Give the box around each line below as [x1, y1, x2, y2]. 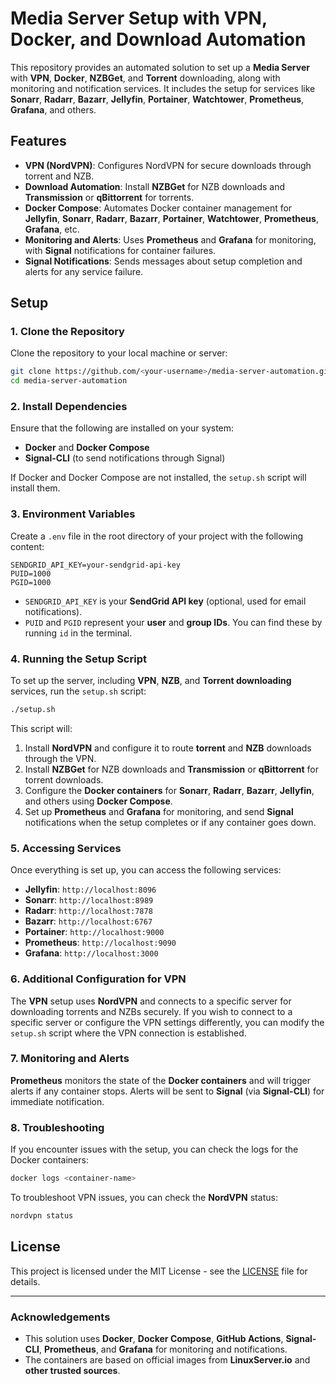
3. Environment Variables [10, 507, 136, 521]
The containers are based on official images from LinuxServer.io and [24, 1354, 311, 1366]
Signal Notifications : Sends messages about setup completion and [24, 255, 303, 267]
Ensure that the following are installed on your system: [10, 422, 235, 434]
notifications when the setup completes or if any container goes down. [24, 816, 317, 828]
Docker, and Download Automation [10, 28, 307, 51]
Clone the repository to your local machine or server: [10, 347, 228, 359]
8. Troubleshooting [10, 1120, 105, 1134]
